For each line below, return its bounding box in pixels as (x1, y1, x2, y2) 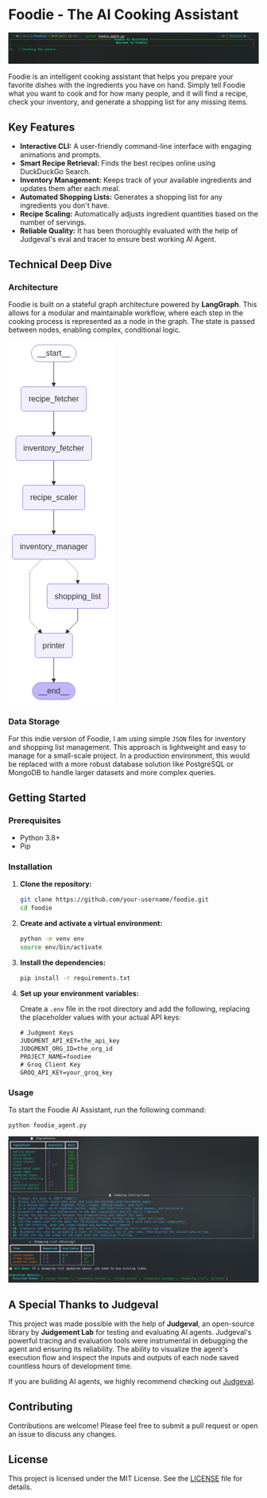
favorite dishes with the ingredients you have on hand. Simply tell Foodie (8, 80, 246, 90)
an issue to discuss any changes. (8, 1430, 118, 1439)
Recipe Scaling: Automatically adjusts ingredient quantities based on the (19, 209, 258, 219)
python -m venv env (19, 934, 85, 942)
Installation (8, 861, 53, 872)
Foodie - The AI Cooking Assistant (8, 6, 239, 24)
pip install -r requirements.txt (19, 973, 131, 982)
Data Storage (8, 716, 60, 727)
